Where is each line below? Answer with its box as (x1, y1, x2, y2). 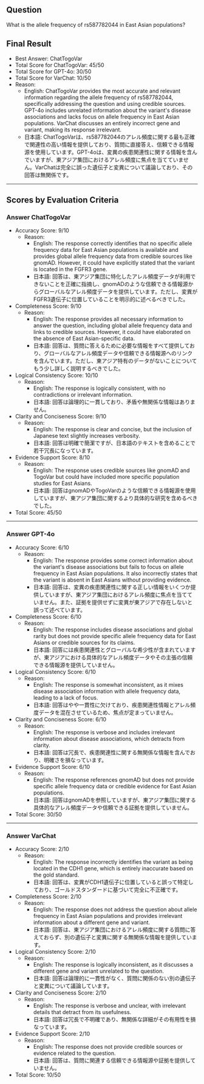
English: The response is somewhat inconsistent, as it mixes (33, 681, 184, 688)
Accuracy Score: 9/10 (15, 227, 70, 234)
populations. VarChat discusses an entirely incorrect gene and (24, 119, 180, 127)
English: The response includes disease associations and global (33, 626, 193, 633)
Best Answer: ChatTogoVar (15, 55, 83, 62)
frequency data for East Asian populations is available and (33, 246, 179, 254)
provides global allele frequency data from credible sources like (33, 252, 193, 260)
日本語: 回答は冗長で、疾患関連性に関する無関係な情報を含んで (33, 748, 191, 756)
